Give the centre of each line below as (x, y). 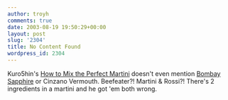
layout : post (27, 34)
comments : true (30, 21)
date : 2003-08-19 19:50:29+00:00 (57, 27)
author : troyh (28, 14)
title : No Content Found (44, 47)
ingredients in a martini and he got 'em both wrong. (82, 89)
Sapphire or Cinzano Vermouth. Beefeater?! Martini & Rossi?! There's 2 (111, 81)
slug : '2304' (27, 40)
